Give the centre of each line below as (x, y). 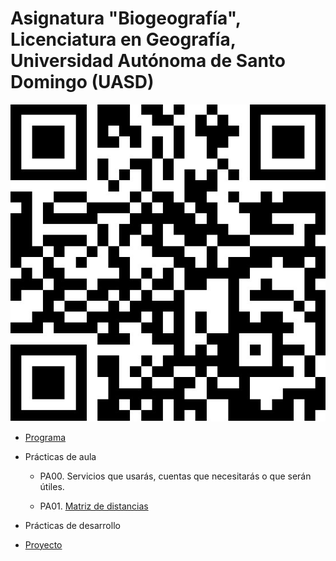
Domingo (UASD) (82, 82)
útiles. (52, 486)
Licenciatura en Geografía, (123, 39)
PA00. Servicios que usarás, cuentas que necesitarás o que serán (175, 476)
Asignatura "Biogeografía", (126, 18)
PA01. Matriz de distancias (94, 506)
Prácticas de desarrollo (72, 525)
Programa (45, 437)
